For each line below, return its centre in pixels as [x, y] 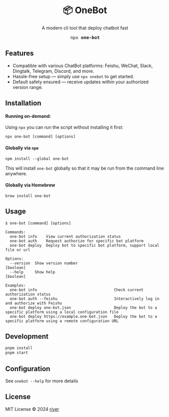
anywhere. [16, 173]
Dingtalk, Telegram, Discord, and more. [53, 71]
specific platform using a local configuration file [62, 312]
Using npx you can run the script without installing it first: [65, 127]
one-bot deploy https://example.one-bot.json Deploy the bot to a [83, 316]
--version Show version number [44, 263]
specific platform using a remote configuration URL [62, 321]
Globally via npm [22, 148]
